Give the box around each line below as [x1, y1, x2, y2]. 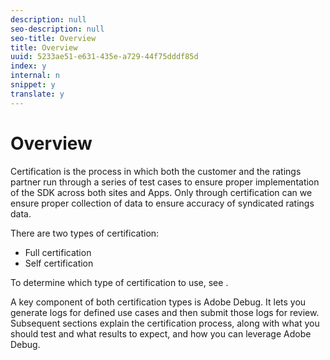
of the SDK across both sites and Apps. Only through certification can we [10, 186, 313, 198]
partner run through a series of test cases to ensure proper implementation [10, 176, 320, 188]
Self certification [24, 257, 94, 269]
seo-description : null [10, 24, 105, 34]
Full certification [24, 246, 92, 258]
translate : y [10, 89, 65, 99]
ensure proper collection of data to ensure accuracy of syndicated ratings [10, 197, 315, 209]
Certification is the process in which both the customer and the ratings [10, 165, 302, 177]
